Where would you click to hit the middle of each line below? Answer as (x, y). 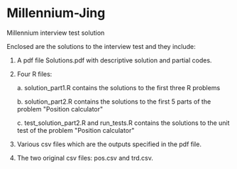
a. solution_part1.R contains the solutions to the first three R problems (118, 87)
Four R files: (34, 74)
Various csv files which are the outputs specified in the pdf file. (109, 144)
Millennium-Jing (56, 13)
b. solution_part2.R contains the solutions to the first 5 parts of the (114, 102)
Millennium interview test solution (56, 33)
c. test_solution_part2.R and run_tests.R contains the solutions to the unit (123, 123)
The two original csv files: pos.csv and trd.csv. (85, 158)
